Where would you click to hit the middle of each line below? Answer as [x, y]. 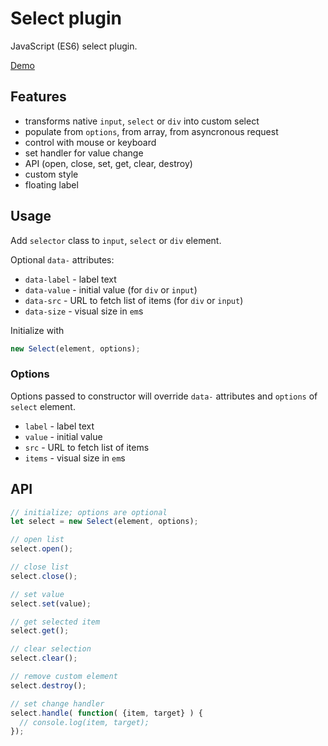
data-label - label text [70, 279]
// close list [40, 567]
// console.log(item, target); [84, 722]
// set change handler [57, 703]
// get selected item [55, 622]
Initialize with [37, 330]
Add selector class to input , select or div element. [116, 240]
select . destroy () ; [48, 685]
